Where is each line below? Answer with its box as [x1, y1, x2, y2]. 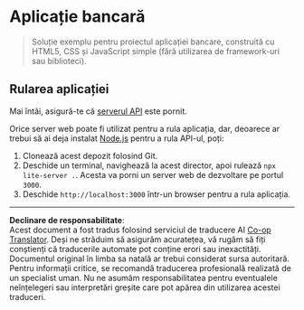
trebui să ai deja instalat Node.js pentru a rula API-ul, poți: [9, 133, 224, 144]
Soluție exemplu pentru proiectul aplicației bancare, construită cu [31, 36, 275, 47]
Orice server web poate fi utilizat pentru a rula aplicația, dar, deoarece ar [9, 123, 280, 134]
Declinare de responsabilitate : [9, 214, 125, 225]
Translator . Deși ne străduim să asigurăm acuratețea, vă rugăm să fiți [9, 233, 266, 245]
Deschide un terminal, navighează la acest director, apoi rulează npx [22, 160, 277, 171]
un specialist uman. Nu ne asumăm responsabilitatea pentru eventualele [9, 272, 278, 283]
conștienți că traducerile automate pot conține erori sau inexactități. [9, 243, 261, 254]
